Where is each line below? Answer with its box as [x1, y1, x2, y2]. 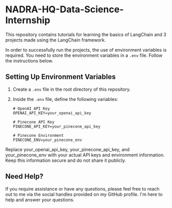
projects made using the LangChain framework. [5, 37, 106, 43]
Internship [5, 14, 50, 26]
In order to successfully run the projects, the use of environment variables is [5, 47, 167, 53]
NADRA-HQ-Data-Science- [5, 4, 124, 15]
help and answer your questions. [5, 196, 75, 203]
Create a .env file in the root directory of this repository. [12, 86, 131, 92]
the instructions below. [5, 57, 53, 64]
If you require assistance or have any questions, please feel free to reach [5, 185, 160, 192]
